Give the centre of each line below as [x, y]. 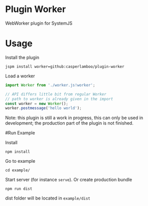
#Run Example [20, 133]
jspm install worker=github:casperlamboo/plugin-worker [65, 66]
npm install [18, 152]
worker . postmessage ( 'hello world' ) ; [43, 108]
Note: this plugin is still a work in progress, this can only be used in [74, 118]
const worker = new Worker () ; [37, 104]
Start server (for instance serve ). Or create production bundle [69, 180]
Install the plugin [22, 57]
